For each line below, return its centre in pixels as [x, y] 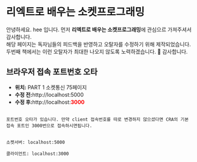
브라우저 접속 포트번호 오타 [52, 72]
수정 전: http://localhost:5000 [49, 94]
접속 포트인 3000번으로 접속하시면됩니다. [49, 125]
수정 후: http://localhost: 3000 [49, 102]
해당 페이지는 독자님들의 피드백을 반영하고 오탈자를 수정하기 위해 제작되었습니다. [98, 44]
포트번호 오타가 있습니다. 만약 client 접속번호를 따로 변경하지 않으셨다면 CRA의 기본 [98, 119]
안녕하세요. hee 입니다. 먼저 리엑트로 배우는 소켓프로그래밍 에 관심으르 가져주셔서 [99, 29]
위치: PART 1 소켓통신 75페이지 [51, 87]
